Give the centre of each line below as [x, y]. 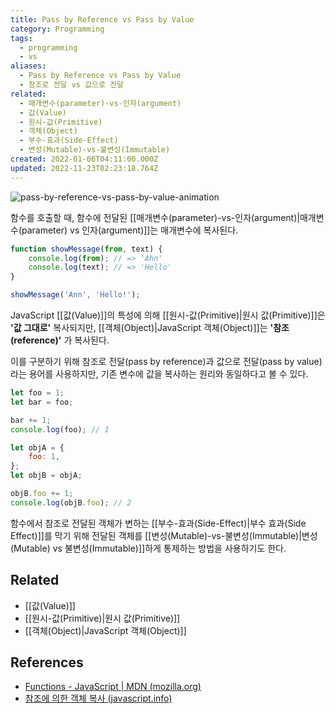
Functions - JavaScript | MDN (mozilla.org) [113, 687]
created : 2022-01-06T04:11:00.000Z [84, 159]
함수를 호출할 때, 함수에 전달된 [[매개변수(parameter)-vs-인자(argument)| [155, 217]
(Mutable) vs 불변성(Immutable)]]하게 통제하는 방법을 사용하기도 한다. [148, 548]
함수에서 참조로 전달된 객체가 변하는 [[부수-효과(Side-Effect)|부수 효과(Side [158, 523]
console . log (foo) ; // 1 [60, 429]
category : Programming [57, 29]
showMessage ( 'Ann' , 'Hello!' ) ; [75, 295]
